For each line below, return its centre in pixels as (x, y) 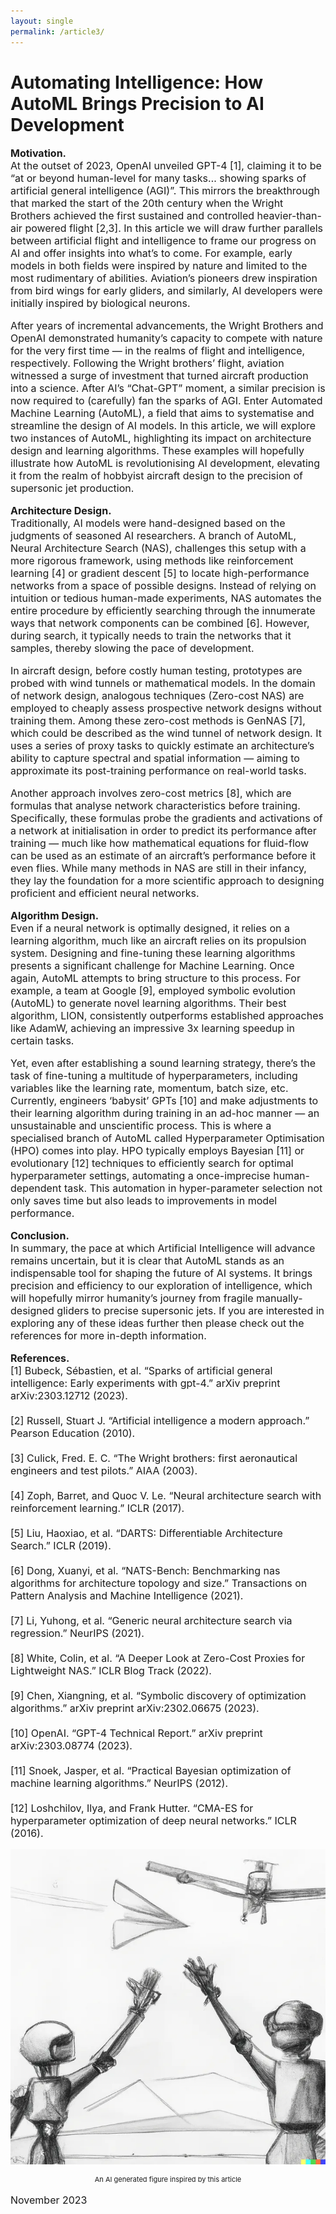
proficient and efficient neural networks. (105, 893)
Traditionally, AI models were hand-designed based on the (148, 523)
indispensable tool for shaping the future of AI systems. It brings (161, 1273)
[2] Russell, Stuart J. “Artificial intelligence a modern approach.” (160, 1421)
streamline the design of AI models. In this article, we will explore (163, 426)
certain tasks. (42, 1041)
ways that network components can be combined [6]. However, (160, 623)
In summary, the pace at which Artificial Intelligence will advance (163, 1248)
